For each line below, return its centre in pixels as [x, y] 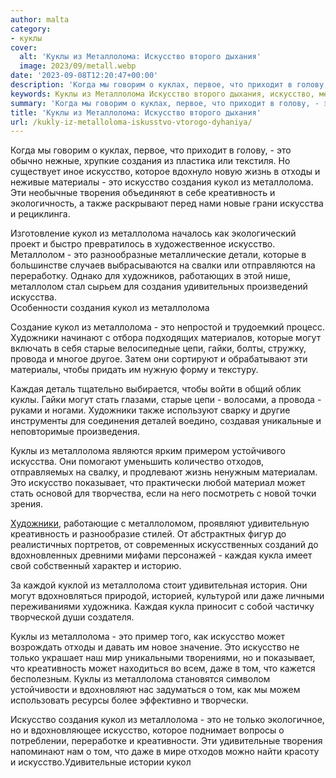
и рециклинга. [40, 214]
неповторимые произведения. [75, 432]
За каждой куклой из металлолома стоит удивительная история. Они [159, 585]
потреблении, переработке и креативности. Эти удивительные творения [166, 741]
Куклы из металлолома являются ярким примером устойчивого [148, 451]
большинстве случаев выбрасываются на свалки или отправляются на [163, 265]
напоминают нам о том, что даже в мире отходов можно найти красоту [165, 752]
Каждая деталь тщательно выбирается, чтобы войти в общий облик [156, 389]
